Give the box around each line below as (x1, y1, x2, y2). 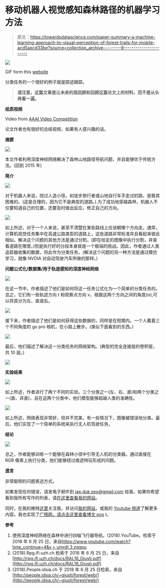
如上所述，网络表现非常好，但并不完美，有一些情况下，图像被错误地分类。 (5, 415, 156, 421)
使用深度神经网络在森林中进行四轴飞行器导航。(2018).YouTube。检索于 (12, 532, 156, 538)
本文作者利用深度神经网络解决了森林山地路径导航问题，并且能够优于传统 (5, 156, 151, 162)
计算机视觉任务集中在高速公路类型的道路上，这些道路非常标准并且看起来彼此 (5, 230, 160, 236)
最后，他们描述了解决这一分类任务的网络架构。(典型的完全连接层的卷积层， (5, 343, 158, 349)
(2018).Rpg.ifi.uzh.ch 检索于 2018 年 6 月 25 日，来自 (12, 550, 119, 555)
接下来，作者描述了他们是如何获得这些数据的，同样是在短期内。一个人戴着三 (5, 317, 160, 323)
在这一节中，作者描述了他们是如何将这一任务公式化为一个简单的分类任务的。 (5, 285, 160, 291)
